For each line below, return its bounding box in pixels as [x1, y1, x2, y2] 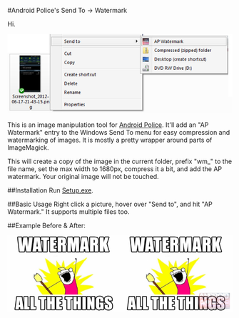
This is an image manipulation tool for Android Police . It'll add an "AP [7, 120, 209, 129]
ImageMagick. [7, 143, 49, 152]
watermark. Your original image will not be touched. [7, 172, 159, 180]
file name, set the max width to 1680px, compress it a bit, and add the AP [7, 164, 223, 173]
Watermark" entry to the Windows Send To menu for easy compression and [7, 128, 230, 136]
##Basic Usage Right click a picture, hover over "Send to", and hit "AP [7, 200, 213, 208]
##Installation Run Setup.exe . [7, 185, 94, 195]
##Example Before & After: [7, 221, 86, 230]
